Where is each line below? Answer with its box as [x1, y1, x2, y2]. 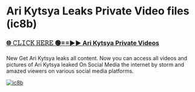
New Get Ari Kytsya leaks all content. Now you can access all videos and [6, 55, 188, 62]
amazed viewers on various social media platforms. [6, 67, 134, 75]
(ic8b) [6, 17, 37, 31]
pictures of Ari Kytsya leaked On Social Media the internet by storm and [6, 61, 185, 69]
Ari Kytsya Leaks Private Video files [6, 4, 190, 18]
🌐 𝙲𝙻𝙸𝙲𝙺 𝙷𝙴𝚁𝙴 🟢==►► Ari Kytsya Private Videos [6, 39, 159, 48]
